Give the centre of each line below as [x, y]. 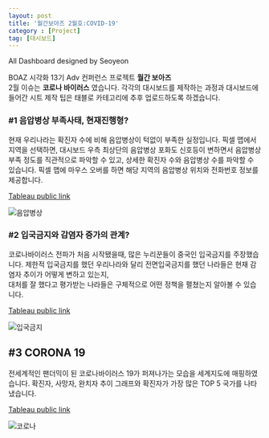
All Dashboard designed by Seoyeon [69, 61]
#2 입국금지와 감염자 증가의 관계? [69, 235]
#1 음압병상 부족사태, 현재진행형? [69, 121]
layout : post [30, 16]
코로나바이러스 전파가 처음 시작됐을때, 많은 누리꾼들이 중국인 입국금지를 [120, 254]
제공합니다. [26, 180]
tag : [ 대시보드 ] [32, 38]
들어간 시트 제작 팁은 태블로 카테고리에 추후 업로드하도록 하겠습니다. [114, 98]
